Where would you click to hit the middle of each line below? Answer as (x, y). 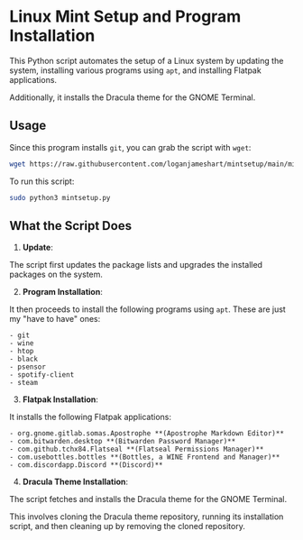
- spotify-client (42, 375)
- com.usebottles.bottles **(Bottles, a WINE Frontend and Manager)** (145, 457)
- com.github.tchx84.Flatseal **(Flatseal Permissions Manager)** (137, 449)
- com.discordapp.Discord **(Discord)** (87, 465)
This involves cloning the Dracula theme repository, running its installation (147, 517)
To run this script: (42, 181)
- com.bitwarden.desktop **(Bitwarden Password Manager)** (123, 442)
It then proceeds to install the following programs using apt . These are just (147, 309)
